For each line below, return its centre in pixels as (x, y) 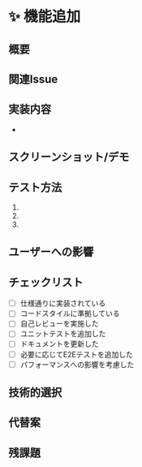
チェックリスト (46, 282)
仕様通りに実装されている (63, 303)
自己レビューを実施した (59, 324)
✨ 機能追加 (45, 17)
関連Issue (33, 79)
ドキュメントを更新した (59, 344)
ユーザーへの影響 (51, 252)
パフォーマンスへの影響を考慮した (77, 364)
